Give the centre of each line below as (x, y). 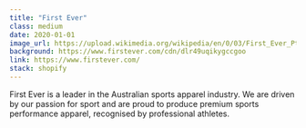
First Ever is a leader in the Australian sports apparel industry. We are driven (152, 94)
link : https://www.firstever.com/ (75, 60)
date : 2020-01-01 (42, 34)
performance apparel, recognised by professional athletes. (120, 113)
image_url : (30, 43)
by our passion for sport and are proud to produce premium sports (134, 103)
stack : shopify (38, 69)
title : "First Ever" (49, 18)
